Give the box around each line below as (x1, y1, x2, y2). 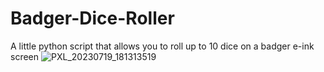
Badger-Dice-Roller (10, 7, 175, 30)
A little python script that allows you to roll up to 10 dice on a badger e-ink (10, 40, 315, 52)
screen (10, 50, 40, 62)
